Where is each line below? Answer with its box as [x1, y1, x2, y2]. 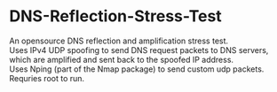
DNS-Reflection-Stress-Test [9, 6, 222, 27]
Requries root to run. [9, 73, 85, 83]
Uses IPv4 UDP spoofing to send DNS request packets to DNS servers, [9, 44, 269, 55]
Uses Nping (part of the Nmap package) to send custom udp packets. [9, 64, 265, 74]
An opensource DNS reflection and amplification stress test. [9, 35, 229, 46]
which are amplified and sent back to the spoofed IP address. [9, 54, 233, 65]
